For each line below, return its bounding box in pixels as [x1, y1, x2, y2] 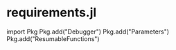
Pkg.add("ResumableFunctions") [6, 34, 100, 42]
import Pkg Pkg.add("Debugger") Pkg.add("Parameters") [6, 27, 170, 36]
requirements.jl [6, 5, 97, 21]
